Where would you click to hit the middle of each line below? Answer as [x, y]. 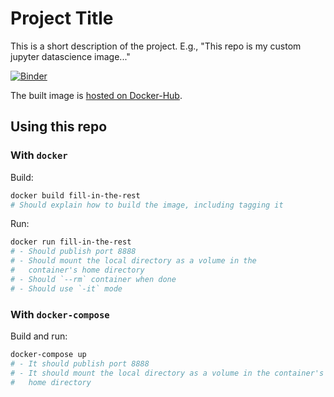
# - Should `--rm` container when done [93, 279]
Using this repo [59, 127]
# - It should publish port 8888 [80, 363]
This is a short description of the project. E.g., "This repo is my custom [156, 46]
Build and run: [39, 336]
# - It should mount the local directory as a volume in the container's [167, 373]
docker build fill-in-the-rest [75, 195]
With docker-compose [60, 314]
